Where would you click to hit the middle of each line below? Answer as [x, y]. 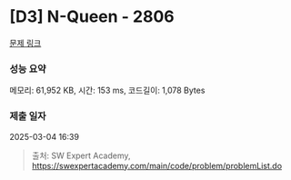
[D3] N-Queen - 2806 [92, 17]
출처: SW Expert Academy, [81, 155]
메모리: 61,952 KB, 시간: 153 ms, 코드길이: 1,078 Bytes [107, 90]
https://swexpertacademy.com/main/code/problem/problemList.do [157, 165]
